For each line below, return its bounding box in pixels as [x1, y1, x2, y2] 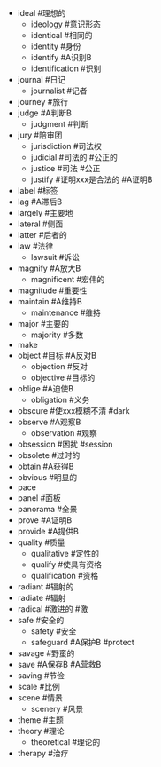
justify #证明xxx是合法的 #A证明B [30, 174, 153, 185]
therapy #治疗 [17, 748, 69, 758]
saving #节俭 [17, 670, 65, 681]
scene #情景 [17, 692, 64, 703]
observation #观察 [30, 428, 97, 438]
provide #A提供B [17, 526, 80, 536]
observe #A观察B [17, 416, 81, 427]
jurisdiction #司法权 [30, 141, 102, 151]
